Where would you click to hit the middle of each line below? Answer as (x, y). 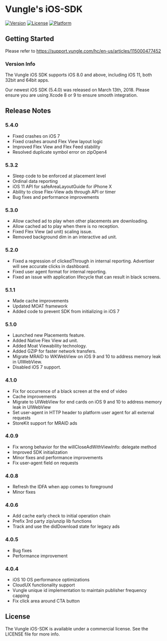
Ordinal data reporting (35, 181)
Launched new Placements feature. (49, 335)
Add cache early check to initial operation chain (61, 516)
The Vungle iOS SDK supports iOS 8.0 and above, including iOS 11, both (79, 75)
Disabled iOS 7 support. (37, 367)
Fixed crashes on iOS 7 (36, 136)
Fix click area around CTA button (46, 601)
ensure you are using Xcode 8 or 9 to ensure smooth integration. (72, 95)
